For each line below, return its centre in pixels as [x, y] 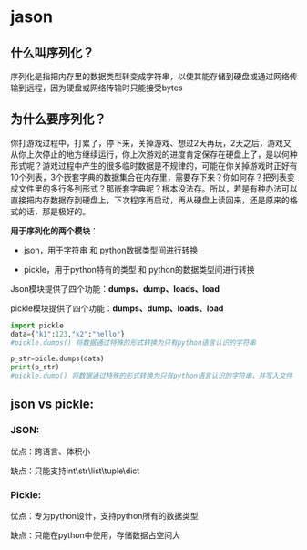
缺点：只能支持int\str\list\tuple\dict [75, 471]
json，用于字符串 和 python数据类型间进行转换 [111, 250]
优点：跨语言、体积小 [50, 451]
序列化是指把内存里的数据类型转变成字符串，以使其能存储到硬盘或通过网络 [150, 76]
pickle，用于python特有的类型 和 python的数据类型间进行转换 [139, 269]
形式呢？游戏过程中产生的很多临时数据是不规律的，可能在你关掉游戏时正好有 [154, 165]
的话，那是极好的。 [54, 211]
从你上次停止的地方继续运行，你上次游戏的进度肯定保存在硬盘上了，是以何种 [154, 154]
